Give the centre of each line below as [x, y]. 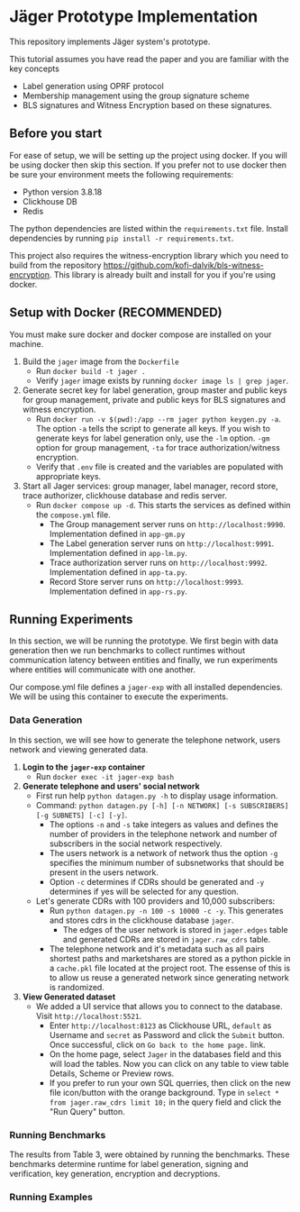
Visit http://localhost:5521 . [89, 1016]
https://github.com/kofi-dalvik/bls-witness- [183, 265]
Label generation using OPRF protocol [93, 86]
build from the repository [55, 265]
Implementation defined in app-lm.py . [118, 552]
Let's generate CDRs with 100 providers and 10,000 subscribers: [155, 901]
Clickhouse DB [50, 201]
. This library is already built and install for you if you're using [163, 274]
